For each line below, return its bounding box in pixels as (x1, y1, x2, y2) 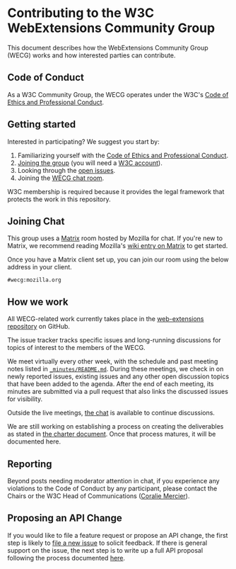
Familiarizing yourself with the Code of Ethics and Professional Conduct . (17, 151, 228, 159)
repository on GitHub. (7, 322, 71, 331)
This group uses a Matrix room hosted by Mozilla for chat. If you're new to (7, 234, 223, 242)
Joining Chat (7, 215, 65, 227)
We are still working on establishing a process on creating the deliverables (7, 422, 224, 431)
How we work (7, 295, 69, 308)
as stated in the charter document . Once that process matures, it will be (7, 430, 216, 439)
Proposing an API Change (7, 512, 122, 524)
